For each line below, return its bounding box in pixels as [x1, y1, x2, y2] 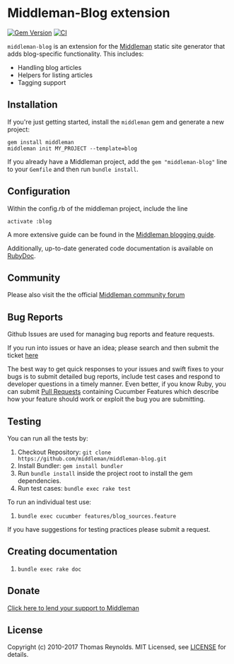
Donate [7, 585, 40, 597]
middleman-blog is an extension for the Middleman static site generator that [7, 42, 226, 50]
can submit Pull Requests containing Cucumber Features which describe [7, 388, 219, 396]
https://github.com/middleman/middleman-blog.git [17, 455, 168, 462]
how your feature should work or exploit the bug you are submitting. [7, 395, 206, 404]
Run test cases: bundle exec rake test [17, 484, 131, 492]
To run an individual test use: [7, 498, 92, 506]
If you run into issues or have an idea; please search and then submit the [7, 344, 219, 352]
